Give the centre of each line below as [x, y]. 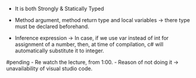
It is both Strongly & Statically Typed [59, 9]
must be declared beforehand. [52, 26]
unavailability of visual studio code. [49, 68]
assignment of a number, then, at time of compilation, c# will [89, 44]
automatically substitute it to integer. [59, 51]
